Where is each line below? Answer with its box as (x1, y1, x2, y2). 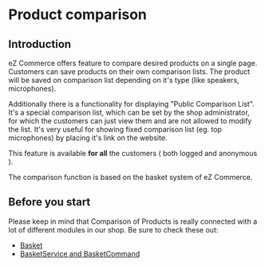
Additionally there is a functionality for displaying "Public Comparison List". (8, 100, 255, 108)
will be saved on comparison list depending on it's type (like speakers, (8, 76, 239, 84)
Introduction (8, 37, 72, 51)
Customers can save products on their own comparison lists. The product (8, 67, 251, 76)
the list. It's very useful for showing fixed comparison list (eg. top (8, 125, 222, 134)
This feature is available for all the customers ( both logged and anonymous (8, 149, 258, 158)
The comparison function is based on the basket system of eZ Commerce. (8, 173, 253, 182)
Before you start (8, 195, 91, 209)
